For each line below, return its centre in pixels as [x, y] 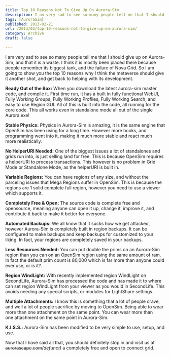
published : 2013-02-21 [29, 24]
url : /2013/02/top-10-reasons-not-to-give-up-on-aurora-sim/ [71, 29]
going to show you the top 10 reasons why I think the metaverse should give [85, 73]
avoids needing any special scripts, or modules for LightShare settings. [79, 291]
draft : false [19, 38]
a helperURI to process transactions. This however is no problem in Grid [80, 162]
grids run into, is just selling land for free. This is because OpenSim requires [84, 156]
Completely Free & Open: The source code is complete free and [73, 203]
